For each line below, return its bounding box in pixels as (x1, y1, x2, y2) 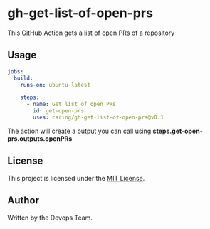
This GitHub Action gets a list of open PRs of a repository (7, 28, 175, 37)
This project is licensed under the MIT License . (7, 174, 145, 182)
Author (7, 194, 39, 207)
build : (14, 75, 33, 82)
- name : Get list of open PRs (26, 101, 116, 108)
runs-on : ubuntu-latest (20, 81, 91, 88)
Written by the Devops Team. (7, 213, 93, 222)
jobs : (7, 68, 23, 75)
